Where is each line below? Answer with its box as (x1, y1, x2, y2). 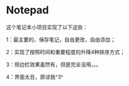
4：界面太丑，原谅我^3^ (6, 73, 64, 80)
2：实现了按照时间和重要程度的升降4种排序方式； (6, 48, 125, 56)
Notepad (6, 4, 50, 17)
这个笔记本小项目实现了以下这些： (6, 23, 88, 30)
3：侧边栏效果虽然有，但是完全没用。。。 (6, 61, 102, 68)
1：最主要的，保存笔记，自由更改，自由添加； (6, 36, 116, 43)
